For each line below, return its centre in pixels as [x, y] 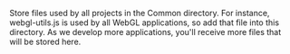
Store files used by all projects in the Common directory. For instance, [140, 13]
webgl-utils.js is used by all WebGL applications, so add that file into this [144, 22]
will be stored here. [45, 41]
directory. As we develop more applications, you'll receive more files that [145, 32]
